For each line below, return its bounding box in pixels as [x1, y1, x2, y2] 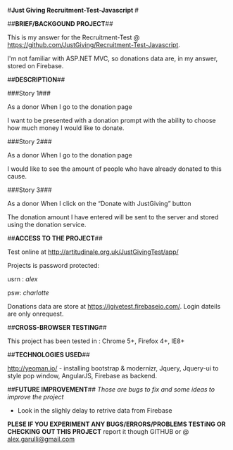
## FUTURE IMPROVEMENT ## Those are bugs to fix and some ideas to [7, 385, 215, 393]
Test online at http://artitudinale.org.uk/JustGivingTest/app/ [7, 247, 180, 256]
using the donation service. [7, 221, 87, 229]
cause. [7, 172, 27, 180]
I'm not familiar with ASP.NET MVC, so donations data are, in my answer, [7, 54, 218, 63]
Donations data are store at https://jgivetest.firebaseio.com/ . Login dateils [7, 302, 221, 310]
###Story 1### [7, 89, 51, 97]
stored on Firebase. [7, 62, 64, 70]
